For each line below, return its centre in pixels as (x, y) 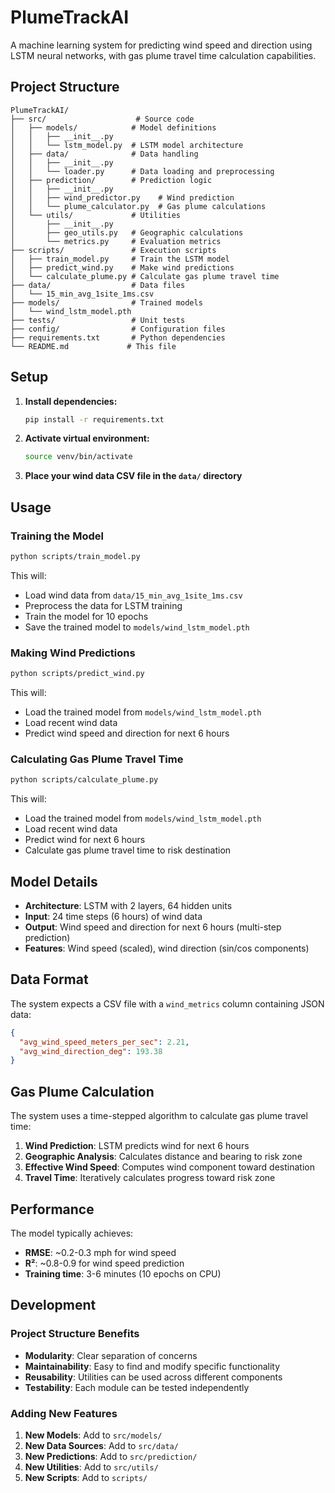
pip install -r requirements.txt (94, 419)
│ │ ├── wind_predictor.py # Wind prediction (122, 197)
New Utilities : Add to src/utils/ (91, 1467)
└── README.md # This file (93, 346)
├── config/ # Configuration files (118, 329)
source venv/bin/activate (78, 457)
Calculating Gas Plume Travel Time (97, 759)
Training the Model (57, 536)
